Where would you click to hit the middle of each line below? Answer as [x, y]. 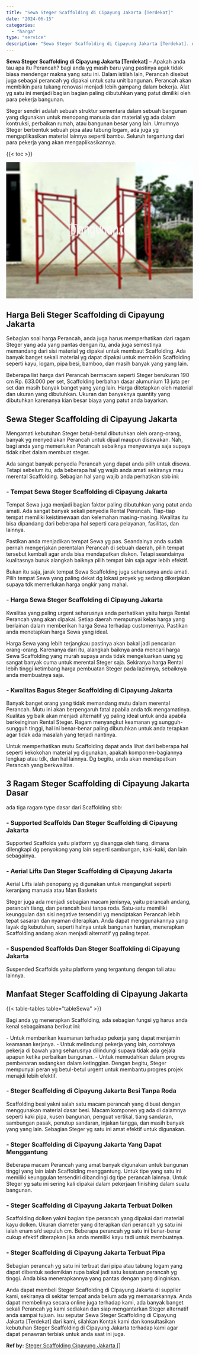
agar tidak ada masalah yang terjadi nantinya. [62, 735]
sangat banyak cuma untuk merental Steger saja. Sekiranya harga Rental [95, 662]
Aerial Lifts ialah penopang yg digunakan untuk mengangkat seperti [89, 884]
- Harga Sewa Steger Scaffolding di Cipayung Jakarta [85, 600]
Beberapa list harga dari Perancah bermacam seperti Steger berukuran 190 [98, 375]
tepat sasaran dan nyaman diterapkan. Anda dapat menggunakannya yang [97, 921]
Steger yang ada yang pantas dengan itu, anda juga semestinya [84, 345]
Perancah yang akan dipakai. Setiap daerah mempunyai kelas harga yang [96, 619]
